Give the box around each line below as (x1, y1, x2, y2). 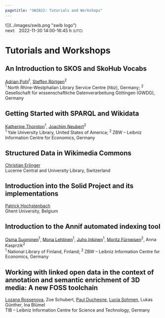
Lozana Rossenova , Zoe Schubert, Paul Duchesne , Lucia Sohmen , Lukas (5, 297, 153, 303)
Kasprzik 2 (5, 242, 26, 248)
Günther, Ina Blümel (5, 302, 45, 308)
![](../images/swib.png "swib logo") (5, 22, 77, 28)
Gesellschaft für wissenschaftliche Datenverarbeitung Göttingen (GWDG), (5, 90, 155, 96)
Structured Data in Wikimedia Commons (5, 149, 132, 158)
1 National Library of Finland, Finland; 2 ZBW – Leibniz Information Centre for (5, 248, 160, 255)
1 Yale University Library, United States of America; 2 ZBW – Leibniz (5, 129, 142, 136)
